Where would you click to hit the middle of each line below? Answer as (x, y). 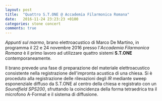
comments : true (21, 28)
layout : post (19, 10)
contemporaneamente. (28, 58)
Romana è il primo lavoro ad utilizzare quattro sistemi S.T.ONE (69, 53)
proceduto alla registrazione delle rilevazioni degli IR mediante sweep (76, 79)
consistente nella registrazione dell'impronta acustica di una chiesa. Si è (79, 73)
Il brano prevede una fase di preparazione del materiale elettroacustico (78, 68)
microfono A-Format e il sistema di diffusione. (52, 95)
